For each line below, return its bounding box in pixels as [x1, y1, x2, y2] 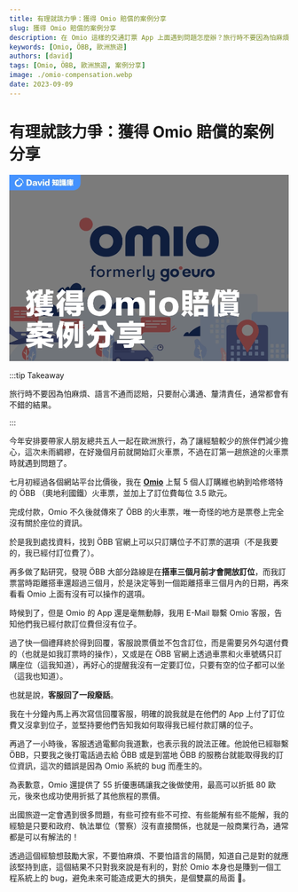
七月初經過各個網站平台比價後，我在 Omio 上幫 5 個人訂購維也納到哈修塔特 [9, 476, 284, 487]
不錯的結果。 [9, 399, 56, 410]
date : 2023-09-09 [9, 80, 74, 89]
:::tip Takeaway [9, 369, 65, 381]
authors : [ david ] [9, 51, 74, 61]
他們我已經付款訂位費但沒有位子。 [16, 618, 142, 629]
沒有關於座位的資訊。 [9, 517, 87, 528]
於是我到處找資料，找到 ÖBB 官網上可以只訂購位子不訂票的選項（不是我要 [9, 536, 278, 547]
